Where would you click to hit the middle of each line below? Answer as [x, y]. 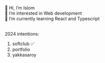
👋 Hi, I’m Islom [20, 8]
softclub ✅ [23, 44]
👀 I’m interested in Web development [43, 13]
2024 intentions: [22, 34]
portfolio [21, 49]
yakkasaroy [24, 55]
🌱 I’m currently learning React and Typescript [52, 19]
